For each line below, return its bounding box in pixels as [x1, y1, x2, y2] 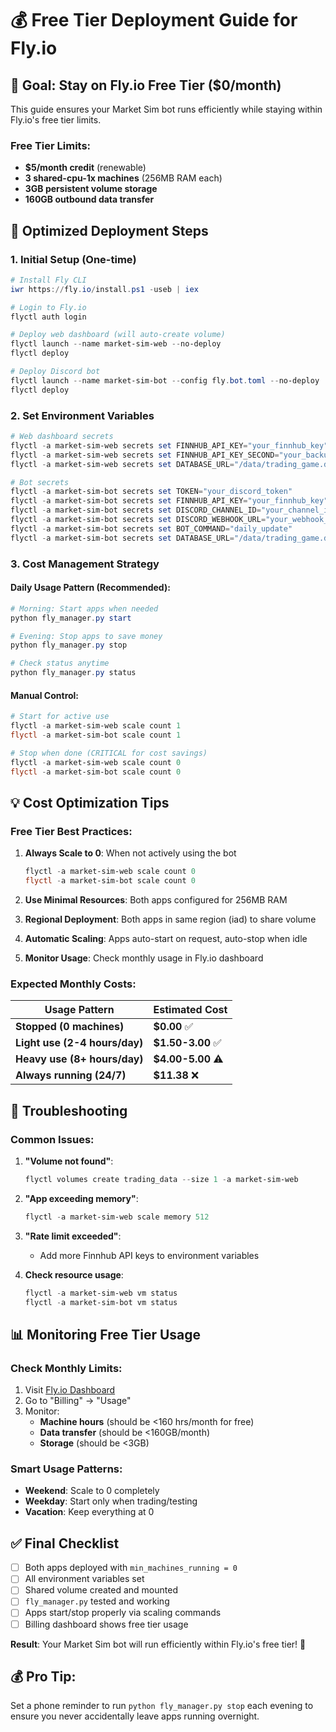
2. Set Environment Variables [10, 408, 155, 422]
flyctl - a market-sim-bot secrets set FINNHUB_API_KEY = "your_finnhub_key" [10, 496, 329, 506]
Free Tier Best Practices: [10, 824, 133, 838]
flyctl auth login [10, 312, 87, 322]
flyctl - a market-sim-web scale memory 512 [24, 1212, 210, 1222]
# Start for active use [10, 712, 110, 722]
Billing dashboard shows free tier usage [24, 1618, 189, 1630]
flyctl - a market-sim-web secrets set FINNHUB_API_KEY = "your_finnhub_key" [10, 440, 329, 451]
